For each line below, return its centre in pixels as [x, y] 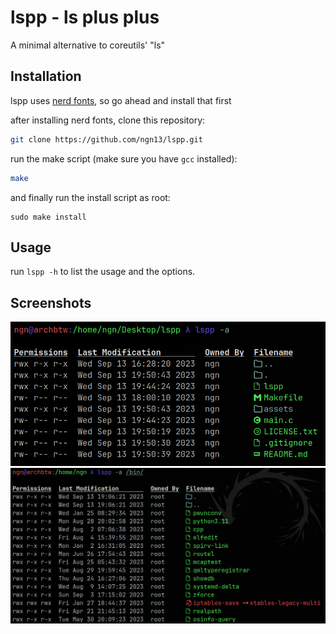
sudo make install [48, 217]
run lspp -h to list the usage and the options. [103, 272]
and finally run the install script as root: [90, 197]
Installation [46, 76]
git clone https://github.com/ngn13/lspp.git [106, 139]
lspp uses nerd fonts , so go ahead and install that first [121, 100]
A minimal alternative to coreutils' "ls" [88, 45]
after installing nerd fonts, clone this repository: [108, 120]
